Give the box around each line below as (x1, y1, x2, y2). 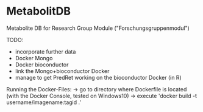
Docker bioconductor (15, 61, 69, 68)
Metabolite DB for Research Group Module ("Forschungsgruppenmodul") (6, 24, 190, 32)
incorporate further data (15, 47, 76, 55)
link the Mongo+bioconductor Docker (15, 67, 110, 74)
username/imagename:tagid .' (6, 99, 81, 106)
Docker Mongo (15, 54, 53, 61)
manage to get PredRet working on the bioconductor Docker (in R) (15, 74, 182, 81)
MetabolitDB (6, 4, 71, 18)
